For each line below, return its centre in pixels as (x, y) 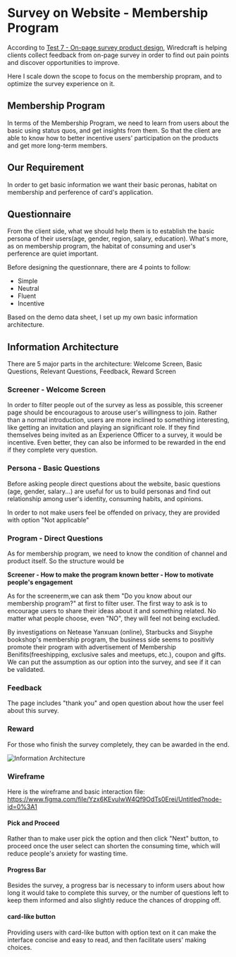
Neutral (28, 289)
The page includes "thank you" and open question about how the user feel (116, 703)
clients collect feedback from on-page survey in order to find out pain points (118, 55)
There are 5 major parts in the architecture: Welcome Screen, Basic (105, 364)
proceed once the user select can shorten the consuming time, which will (114, 846)
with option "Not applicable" (48, 519)
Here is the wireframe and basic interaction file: (76, 791)
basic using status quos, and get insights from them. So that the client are (114, 130)
